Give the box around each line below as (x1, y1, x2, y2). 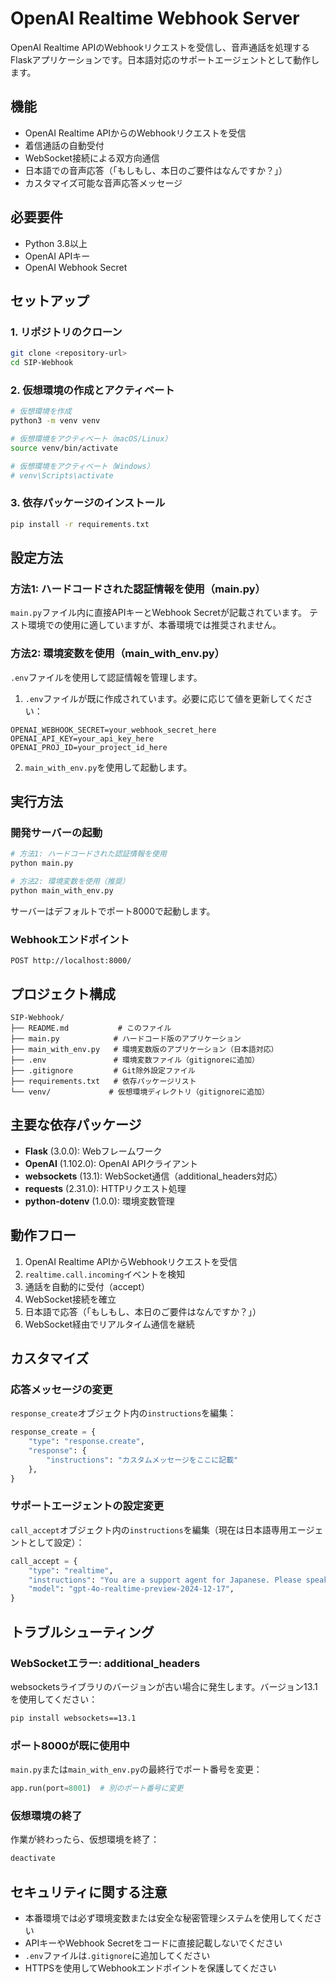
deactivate (10, 1853, 56, 1864)
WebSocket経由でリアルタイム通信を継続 (24, 1318, 195, 1330)
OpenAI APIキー (24, 250, 91, 262)
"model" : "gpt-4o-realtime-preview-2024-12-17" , (28, 1584, 235, 1594)
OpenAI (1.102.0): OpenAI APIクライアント (24, 1157, 198, 1169)
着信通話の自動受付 (24, 139, 105, 151)
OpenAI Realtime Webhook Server (10, 7, 300, 30)
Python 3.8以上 (24, 237, 88, 249)
